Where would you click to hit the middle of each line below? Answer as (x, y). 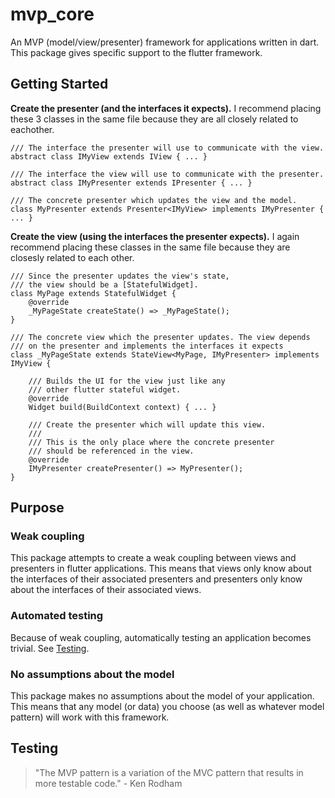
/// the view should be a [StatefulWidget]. (104, 284)
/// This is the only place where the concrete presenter (151, 442)
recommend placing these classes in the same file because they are (150, 247)
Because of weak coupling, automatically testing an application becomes (161, 637)
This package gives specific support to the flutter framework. (136, 52)
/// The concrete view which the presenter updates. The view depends (160, 337)
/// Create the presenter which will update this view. (147, 424)
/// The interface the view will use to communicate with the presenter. (167, 174)
